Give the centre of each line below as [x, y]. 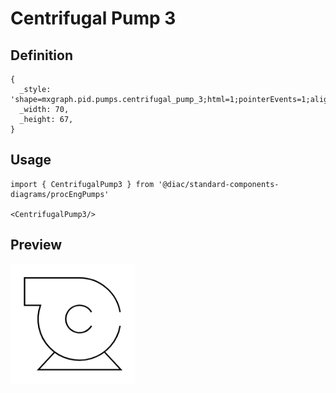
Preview [36, 245]
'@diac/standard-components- [219, 184]
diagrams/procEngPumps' [60, 194]
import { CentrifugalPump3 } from [82, 184]
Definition [41, 55]
